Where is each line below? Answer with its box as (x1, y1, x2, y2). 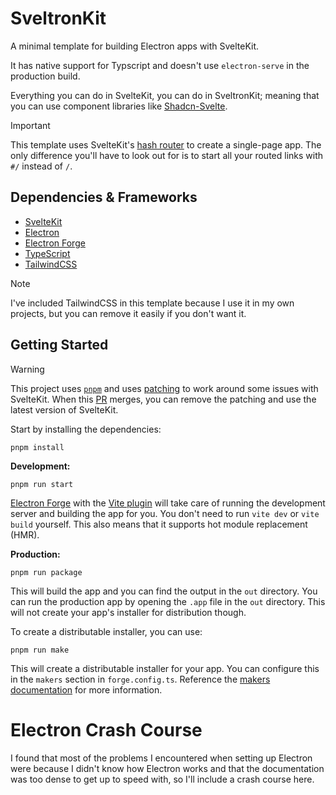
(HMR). (10, 528, 40, 541)
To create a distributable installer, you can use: (10, 625, 203, 637)
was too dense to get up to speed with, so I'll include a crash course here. (10, 773, 315, 785)
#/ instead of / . (10, 160, 73, 172)
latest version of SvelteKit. (10, 403, 119, 416)
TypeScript (24, 247, 71, 259)
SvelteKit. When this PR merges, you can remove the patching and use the (10, 393, 317, 405)
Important (10, 119, 51, 131)
